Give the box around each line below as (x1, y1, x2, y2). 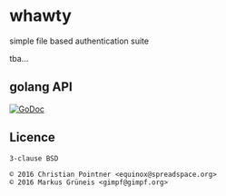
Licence (9, 130, 56, 145)
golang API (9, 79, 73, 95)
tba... (9, 53, 29, 64)
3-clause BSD (9, 153, 59, 163)
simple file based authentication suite (9, 35, 150, 46)
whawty (9, 5, 73, 26)
